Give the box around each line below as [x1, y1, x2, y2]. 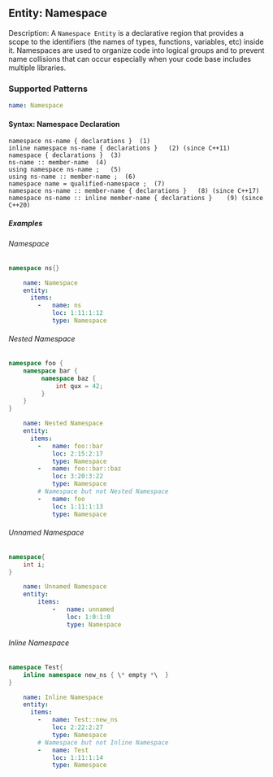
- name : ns [37, 301, 82, 310]
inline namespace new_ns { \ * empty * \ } [23, 670, 169, 679]
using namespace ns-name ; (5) [8, 166, 122, 174]
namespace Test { [8, 663, 63, 671]
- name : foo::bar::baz [37, 465, 122, 473]
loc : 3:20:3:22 [51, 472, 104, 481]
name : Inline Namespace [23, 693, 104, 701]
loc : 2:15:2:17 [51, 449, 104, 458]
